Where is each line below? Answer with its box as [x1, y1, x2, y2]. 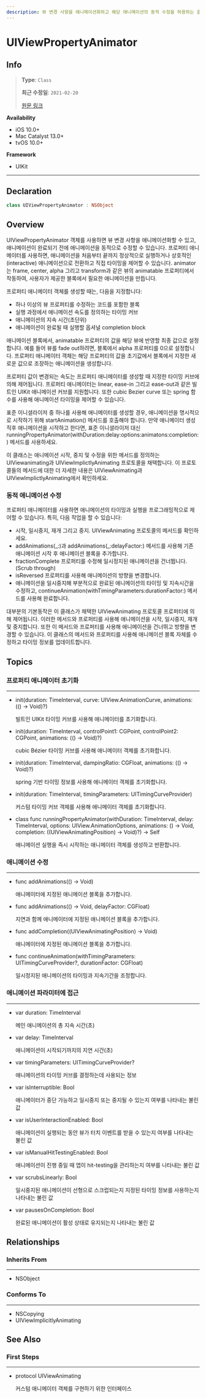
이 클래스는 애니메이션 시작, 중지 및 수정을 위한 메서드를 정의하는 [6, 451, 161, 459]
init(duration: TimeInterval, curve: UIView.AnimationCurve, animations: [15, 697, 193, 704]
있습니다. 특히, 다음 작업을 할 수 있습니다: [24, 514, 123, 521]
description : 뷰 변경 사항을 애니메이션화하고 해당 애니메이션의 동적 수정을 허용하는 [6, 9, 194, 15]
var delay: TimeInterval [15, 1034, 74, 1041]
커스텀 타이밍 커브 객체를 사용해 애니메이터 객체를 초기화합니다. [15, 803, 167, 811]
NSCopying [15, 1310, 45, 1317]
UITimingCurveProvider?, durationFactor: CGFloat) [15, 959, 143, 966]
